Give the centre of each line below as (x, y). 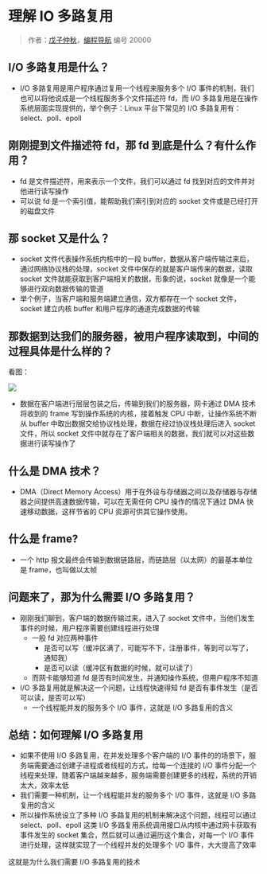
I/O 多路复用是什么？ (59, 67)
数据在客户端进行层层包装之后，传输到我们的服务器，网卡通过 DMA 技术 (138, 404)
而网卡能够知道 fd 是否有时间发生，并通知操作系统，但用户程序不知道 (145, 677)
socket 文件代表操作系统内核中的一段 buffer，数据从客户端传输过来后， (137, 259)
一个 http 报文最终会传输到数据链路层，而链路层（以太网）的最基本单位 (136, 560)
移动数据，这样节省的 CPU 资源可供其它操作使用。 (109, 511)
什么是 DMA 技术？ (55, 471)
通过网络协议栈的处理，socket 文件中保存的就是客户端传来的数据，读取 (136, 269)
